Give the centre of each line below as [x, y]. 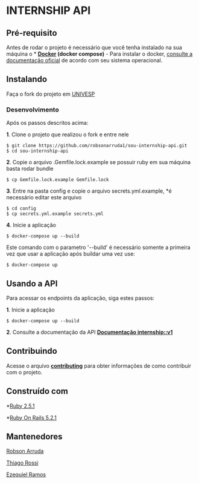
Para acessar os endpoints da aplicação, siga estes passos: [81, 298]
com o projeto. [24, 372]
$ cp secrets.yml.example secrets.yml [55, 214]
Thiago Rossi [22, 463]
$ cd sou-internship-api [37, 151]
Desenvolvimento [33, 110]
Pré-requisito [32, 33]
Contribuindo [32, 351]
